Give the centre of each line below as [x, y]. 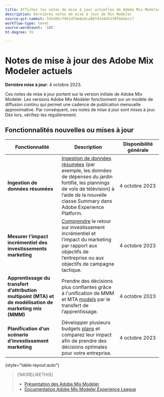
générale [138, 150]
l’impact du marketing [86, 239]
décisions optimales [84, 347]
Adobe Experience [83, 207]
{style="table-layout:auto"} [32, 365]
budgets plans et [81, 329]
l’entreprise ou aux [83, 258]
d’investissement [28, 341]
